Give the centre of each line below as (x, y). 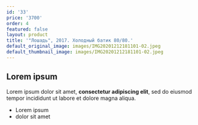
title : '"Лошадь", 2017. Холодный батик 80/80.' (70, 40)
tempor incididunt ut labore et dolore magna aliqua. (71, 98)
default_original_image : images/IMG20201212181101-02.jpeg (84, 47)
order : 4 (18, 23)
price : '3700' (25, 18)
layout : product (27, 35)
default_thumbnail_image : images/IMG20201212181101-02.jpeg (85, 52)
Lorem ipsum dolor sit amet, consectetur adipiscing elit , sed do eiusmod (99, 91)
